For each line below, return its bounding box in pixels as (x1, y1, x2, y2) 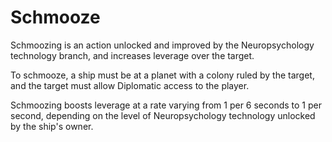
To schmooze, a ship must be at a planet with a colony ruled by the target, (10, 69, 315, 81)
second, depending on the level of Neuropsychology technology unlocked (10, 109, 316, 121)
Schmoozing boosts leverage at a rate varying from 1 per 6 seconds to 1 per (10, 99, 322, 111)
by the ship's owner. (10, 120, 94, 132)
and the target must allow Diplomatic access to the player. (10, 79, 250, 91)
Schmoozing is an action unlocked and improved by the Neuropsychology (10, 39, 315, 51)
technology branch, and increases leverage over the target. (10, 49, 255, 61)
